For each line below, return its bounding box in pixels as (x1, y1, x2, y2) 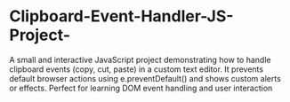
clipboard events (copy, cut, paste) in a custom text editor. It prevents (9, 64, 264, 75)
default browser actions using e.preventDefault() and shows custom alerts (9, 73, 282, 83)
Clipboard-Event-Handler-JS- (9, 6, 234, 27)
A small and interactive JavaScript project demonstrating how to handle (9, 54, 271, 65)
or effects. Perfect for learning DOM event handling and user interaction (9, 82, 273, 93)
